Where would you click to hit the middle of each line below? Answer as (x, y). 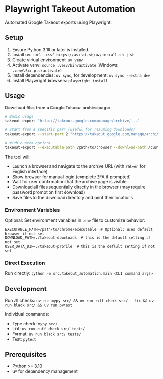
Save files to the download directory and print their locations (73, 197)
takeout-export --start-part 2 (37, 134)
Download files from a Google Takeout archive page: (57, 108)
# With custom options (28, 143)
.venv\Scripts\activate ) (37, 70)
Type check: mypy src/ (35, 324)
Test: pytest (24, 339)
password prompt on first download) (49, 192)
